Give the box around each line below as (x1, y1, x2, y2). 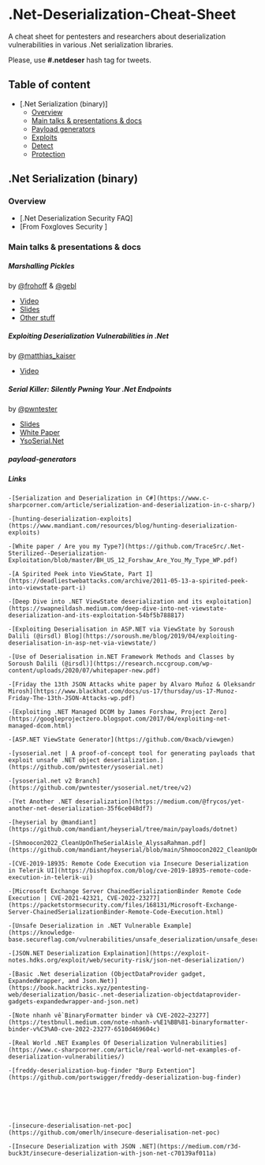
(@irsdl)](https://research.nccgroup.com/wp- (61, 660, 214, 668)
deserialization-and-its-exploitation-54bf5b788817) (8, 611, 185, 620)
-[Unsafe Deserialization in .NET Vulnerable (8, 921, 160, 929)
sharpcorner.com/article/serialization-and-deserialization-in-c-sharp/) (8, 501, 256, 509)
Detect (31, 140, 54, 151)
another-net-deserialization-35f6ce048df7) (8, 804, 154, 813)
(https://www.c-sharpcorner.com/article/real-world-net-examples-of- (8, 1046, 242, 1054)
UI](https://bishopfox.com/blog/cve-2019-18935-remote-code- (47, 866, 252, 874)
